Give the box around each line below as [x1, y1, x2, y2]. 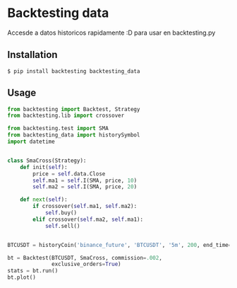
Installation [7, 49, 58, 61]
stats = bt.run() [7, 267, 59, 275]
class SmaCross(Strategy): [7, 157, 87, 164]
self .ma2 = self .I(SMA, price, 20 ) [32, 183, 138, 190]
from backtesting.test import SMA [7, 125, 109, 132]
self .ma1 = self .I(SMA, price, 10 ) [32, 177, 138, 184]
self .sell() [44, 222, 80, 229]
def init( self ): [20, 163, 68, 171]
